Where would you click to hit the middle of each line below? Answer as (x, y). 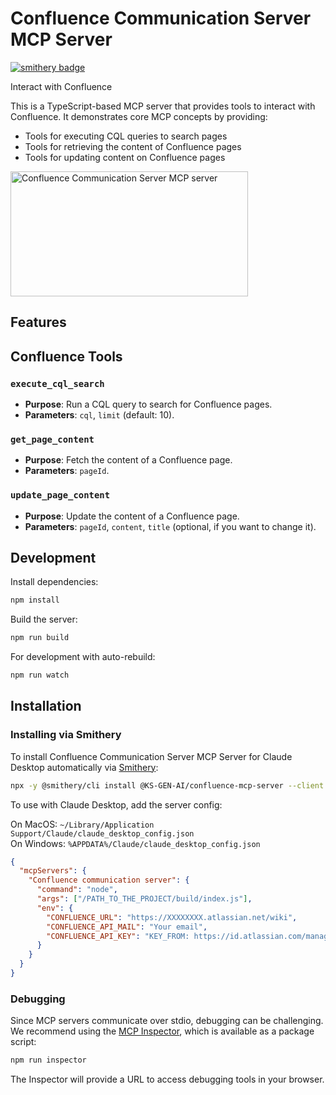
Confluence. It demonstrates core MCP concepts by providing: (139, 116)
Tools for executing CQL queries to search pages (126, 136)
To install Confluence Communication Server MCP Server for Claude (151, 756)
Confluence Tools (66, 356)
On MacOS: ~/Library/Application (82, 824)
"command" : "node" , (77, 890)
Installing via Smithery (66, 735)
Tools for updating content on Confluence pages (125, 157)
